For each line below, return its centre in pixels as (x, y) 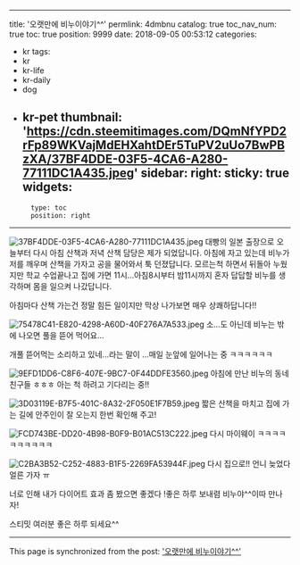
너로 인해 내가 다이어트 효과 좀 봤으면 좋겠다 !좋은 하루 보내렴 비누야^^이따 (137, 494)
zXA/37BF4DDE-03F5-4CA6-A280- (125, 159)
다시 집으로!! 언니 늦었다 (249, 463)
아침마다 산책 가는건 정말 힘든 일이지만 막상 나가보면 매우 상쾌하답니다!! (133, 305)
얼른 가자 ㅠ (30, 475)
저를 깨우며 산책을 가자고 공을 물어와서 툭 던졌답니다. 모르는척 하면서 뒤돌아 (140, 263)
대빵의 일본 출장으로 (240, 241)
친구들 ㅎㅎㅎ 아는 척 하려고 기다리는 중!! (79, 384)
